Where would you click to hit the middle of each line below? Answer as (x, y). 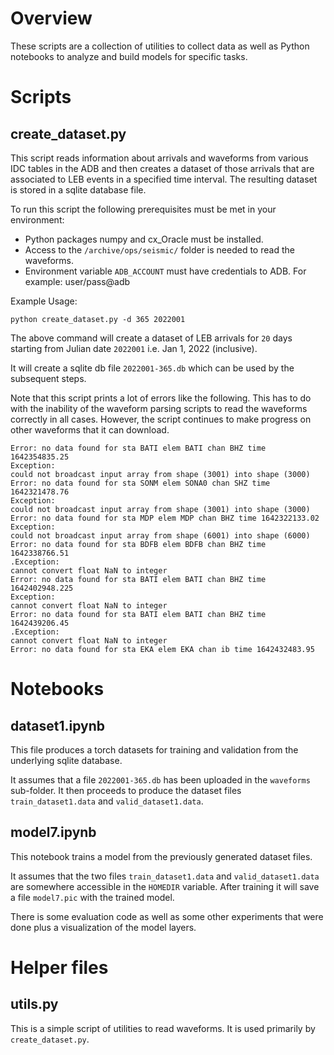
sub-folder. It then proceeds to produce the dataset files (126, 790)
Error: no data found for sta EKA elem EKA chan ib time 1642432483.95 (162, 649)
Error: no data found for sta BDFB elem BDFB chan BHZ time (138, 544)
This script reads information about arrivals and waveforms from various (159, 158)
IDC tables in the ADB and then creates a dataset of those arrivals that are (162, 168)
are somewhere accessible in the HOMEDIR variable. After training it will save (165, 886)
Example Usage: (44, 301)
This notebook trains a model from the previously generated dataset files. (161, 856)
